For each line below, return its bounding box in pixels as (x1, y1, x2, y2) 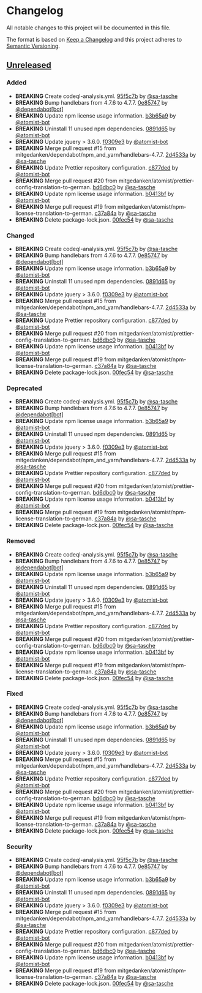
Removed (6, 537, 36, 545)
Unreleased (6, 60, 52, 70)
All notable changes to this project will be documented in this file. (6, 24, 171, 31)
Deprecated (6, 384, 43, 392)
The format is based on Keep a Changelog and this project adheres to (6, 36, 182, 43)
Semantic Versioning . (6, 42, 60, 50)
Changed (6, 231, 35, 239)
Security (6, 842, 32, 851)
